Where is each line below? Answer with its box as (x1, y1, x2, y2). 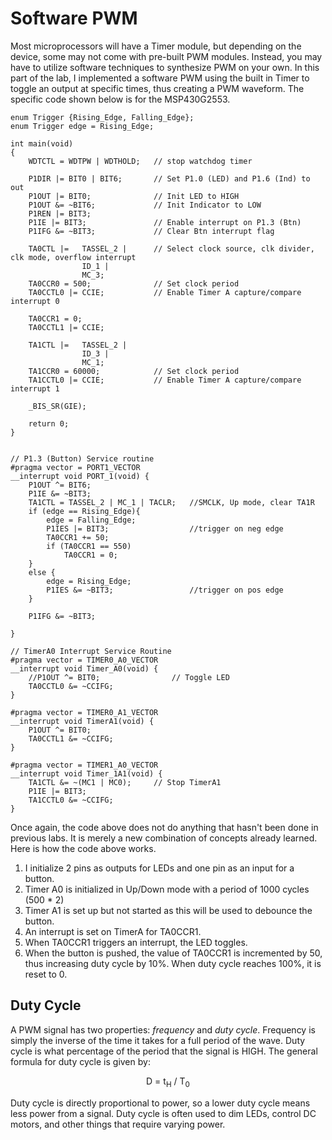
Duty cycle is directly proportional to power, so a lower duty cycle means (10, 1097, 311, 1109)
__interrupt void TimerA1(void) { (10, 716, 155, 726)
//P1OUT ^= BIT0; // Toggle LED (28, 672, 230, 682)
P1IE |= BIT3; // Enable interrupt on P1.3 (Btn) (28, 217, 302, 227)
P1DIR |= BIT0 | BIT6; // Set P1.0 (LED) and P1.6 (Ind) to (28, 173, 311, 184)
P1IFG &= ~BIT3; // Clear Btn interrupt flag (28, 226, 275, 236)
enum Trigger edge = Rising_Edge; (10, 121, 155, 131)
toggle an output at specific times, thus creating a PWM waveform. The (10, 82, 305, 94)
